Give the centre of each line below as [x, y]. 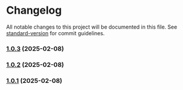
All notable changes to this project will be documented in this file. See [92, 27]
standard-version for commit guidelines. [55, 33]
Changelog [34, 10]
